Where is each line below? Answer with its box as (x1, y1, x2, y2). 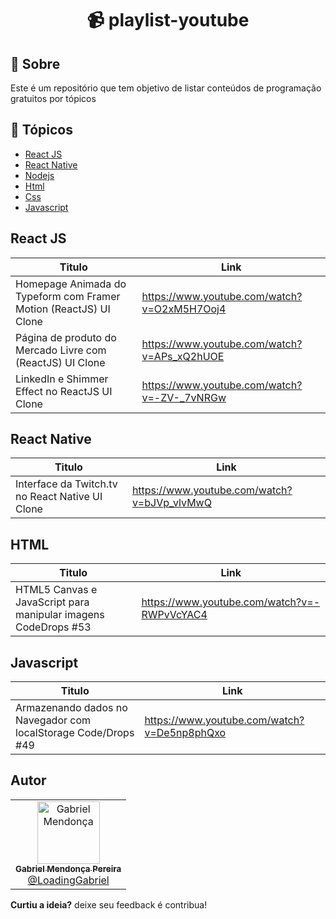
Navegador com (15, 713, 92, 727)
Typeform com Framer (15, 289, 121, 303)
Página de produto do (15, 330, 117, 344)
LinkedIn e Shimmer (15, 372, 109, 386)
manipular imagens (15, 608, 105, 622)
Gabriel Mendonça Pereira (15, 863, 122, 874)
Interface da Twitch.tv (15, 477, 118, 491)
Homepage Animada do (15, 277, 127, 291)
